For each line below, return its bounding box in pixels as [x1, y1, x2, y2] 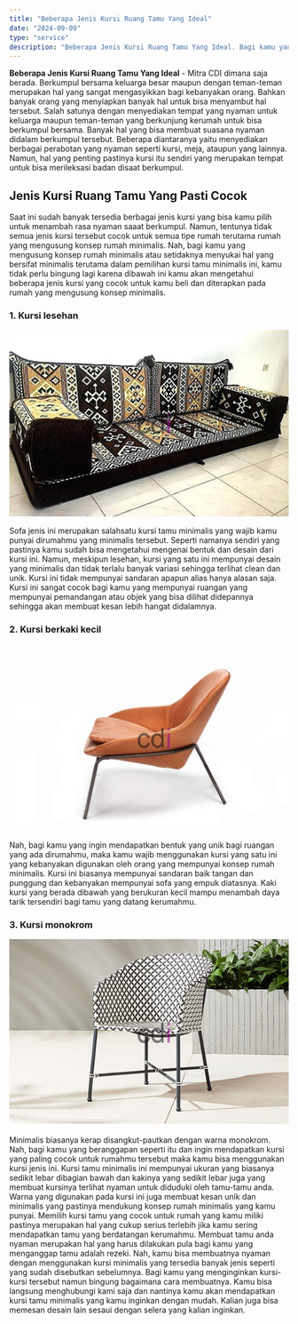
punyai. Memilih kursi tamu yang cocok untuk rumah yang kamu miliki [9, 1209, 264, 1221]
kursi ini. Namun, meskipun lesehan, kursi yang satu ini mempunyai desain [9, 554, 281, 564]
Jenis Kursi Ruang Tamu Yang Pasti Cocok [9, 187, 248, 203]
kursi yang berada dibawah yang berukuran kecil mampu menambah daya [9, 887, 280, 897]
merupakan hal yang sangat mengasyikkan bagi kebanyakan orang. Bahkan [9, 87, 286, 98]
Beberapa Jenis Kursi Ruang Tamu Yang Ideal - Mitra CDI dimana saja [9, 68, 268, 79]
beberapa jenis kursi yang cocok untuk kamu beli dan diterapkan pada [9, 278, 266, 289]
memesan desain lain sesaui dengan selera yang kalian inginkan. [9, 1304, 246, 1315]
